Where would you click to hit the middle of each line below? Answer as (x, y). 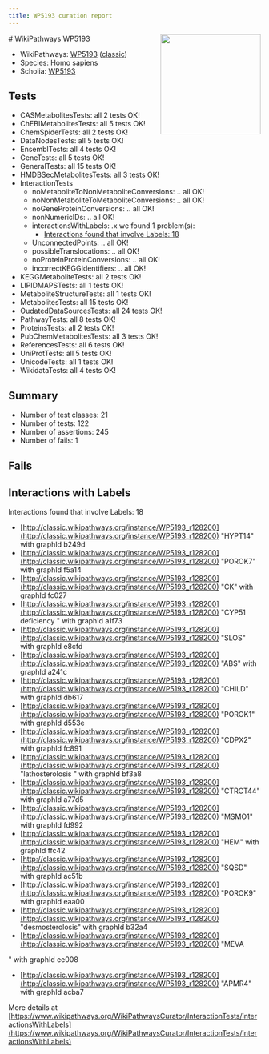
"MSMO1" (237, 816)
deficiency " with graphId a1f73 (71, 621)
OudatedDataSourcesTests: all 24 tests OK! (91, 311)
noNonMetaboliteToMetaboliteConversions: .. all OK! (118, 200)
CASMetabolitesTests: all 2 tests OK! (80, 115)
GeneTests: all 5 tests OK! (62, 158)
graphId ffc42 (42, 851)
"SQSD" (234, 868)
